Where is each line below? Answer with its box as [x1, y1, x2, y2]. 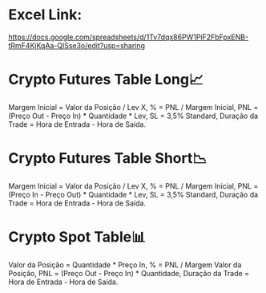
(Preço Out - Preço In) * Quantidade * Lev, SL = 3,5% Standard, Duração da [8, 111, 259, 120]
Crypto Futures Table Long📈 [8, 71, 204, 89]
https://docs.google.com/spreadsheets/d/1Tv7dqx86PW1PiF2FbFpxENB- [8, 32, 249, 42]
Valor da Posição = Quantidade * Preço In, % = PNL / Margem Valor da [8, 259, 242, 270]
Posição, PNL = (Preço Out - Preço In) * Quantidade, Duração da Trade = [8, 268, 250, 278]
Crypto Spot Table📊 [8, 228, 146, 246]
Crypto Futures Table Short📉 [8, 149, 207, 168]
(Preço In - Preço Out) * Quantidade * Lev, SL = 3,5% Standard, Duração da [8, 189, 259, 199]
